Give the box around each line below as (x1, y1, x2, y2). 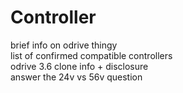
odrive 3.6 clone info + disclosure (10, 60, 149, 72)
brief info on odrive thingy (10, 39, 118, 51)
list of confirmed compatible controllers (10, 49, 173, 61)
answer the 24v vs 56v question (10, 71, 143, 83)
